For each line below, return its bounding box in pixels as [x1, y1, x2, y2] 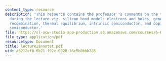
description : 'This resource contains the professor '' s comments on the [5, 12, 158, 17]
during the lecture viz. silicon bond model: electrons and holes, [9, 16, 152, 21]
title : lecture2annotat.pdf [5, 44, 63, 49]
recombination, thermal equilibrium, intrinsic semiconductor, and [9, 21, 152, 26]
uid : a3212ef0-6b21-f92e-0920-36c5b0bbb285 [5, 48, 96, 53]
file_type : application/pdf [5, 35, 63, 40]
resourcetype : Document [5, 39, 54, 44]
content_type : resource [5, 7, 54, 12]
